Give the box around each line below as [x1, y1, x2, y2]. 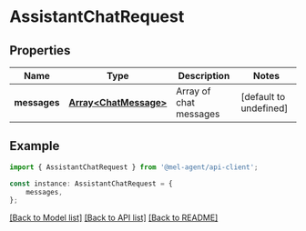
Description [178, 70, 230, 82]
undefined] [240, 102, 289, 115]
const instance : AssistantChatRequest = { [9, 179, 173, 188]
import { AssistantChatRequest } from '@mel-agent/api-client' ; [9, 162, 259, 172]
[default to [240, 91, 286, 103]
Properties [9, 43, 71, 58]
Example [9, 138, 60, 154]
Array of [176, 85, 211, 97]
